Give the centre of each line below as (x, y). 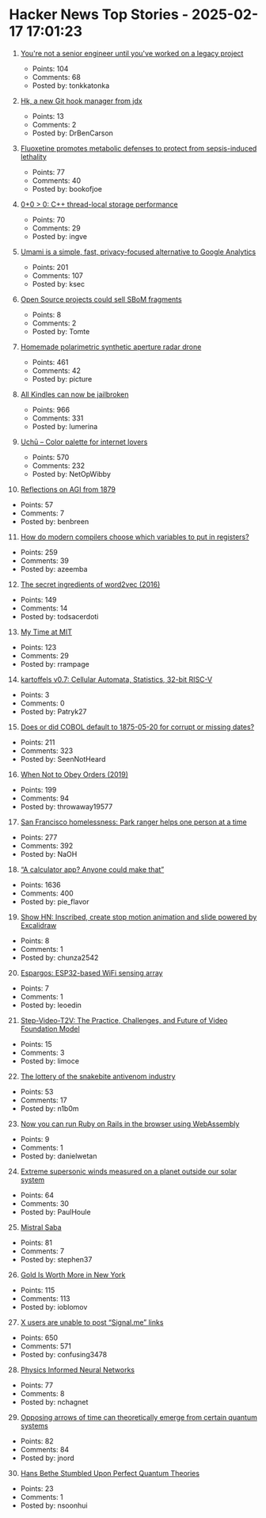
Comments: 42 (57, 371)
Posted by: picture (62, 379)
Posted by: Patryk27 (53, 711)
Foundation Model (50, 1029)
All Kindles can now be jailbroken (74, 394)
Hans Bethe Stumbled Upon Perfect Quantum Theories (110, 1473)
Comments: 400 (47, 893)
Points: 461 (50, 362)
